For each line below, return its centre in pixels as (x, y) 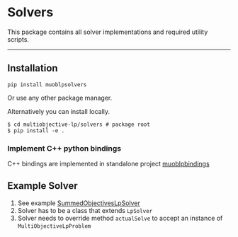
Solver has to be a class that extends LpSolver (85, 210)
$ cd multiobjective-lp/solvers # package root (79, 125)
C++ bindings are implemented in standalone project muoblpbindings (109, 164)
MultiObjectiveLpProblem (54, 226)
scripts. (18, 39)
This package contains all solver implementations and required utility (108, 32)
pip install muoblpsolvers (47, 85)
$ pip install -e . (36, 131)
